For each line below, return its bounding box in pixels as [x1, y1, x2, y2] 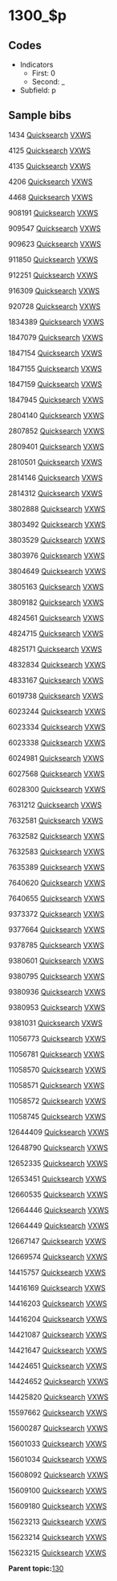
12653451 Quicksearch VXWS [8, 1173, 107, 1184]
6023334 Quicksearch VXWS [8, 722, 106, 732]
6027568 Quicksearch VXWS [8, 769, 106, 778]
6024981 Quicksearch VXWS [8, 753, 104, 762]
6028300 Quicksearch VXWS [8, 784, 106, 794]
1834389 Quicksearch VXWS [8, 317, 104, 326]
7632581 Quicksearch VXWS [8, 815, 104, 825]
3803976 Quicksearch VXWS [8, 550, 106, 561]
